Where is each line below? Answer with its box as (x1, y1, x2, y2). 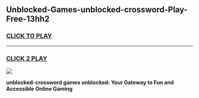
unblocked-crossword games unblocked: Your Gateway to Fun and (6, 78, 174, 86)
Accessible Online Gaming (6, 85, 73, 92)
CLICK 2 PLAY (6, 54, 47, 62)
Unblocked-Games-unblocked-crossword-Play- (6, 5, 188, 15)
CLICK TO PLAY (6, 32, 52, 40)
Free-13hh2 (6, 14, 50, 24)
